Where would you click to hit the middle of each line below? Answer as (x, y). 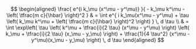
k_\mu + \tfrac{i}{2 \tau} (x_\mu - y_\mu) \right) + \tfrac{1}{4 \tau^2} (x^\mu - (98, 34)
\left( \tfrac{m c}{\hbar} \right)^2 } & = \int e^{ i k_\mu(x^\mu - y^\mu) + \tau (98, 15)
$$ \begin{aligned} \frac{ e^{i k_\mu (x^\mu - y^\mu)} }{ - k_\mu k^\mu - (98, 9)
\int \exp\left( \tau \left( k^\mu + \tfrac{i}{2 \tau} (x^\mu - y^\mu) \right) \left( (98, 27)
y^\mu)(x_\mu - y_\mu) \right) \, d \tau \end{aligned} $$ (98, 40)
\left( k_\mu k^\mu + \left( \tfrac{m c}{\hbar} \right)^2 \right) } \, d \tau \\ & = (98, 21)
